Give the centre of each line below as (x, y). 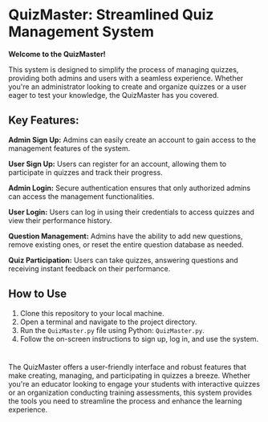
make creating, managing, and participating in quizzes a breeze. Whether (130, 375)
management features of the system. (69, 148)
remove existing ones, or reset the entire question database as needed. (126, 244)
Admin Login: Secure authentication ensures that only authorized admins (130, 188)
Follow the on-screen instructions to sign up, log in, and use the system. (139, 339)
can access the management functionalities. (81, 196)
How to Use (38, 294)
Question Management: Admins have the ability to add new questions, (126, 236)
